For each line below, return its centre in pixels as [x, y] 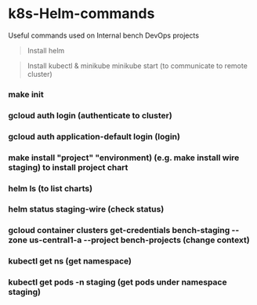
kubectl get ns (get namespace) [70, 261]
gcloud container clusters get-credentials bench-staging [119, 231]
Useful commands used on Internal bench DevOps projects [104, 35]
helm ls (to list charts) [50, 188]
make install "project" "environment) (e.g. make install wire [124, 158]
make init [26, 94]
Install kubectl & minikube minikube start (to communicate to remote [138, 65]
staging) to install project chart [68, 167]
